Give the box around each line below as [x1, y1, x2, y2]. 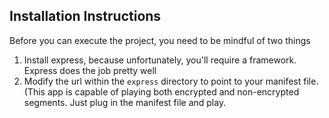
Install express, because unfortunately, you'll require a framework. [23, 54, 297, 66]
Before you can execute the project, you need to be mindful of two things [9, 34, 311, 46]
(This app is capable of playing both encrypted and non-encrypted [23, 85, 300, 98]
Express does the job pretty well [23, 64, 157, 76]
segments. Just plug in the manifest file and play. [23, 96, 227, 108]
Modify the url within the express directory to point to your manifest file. [23, 75, 319, 87]
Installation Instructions [9, 8, 162, 25]
